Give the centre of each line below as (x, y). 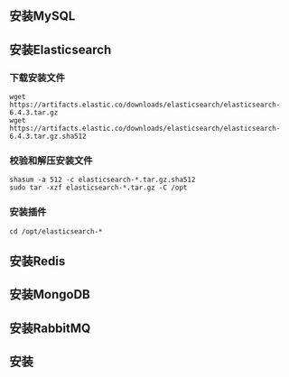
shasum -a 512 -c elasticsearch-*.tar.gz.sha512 (103, 180)
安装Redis (37, 261)
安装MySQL (42, 16)
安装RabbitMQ (50, 328)
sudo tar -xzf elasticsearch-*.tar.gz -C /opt (98, 188)
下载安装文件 (37, 78)
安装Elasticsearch (61, 49)
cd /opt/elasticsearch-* (56, 231)
